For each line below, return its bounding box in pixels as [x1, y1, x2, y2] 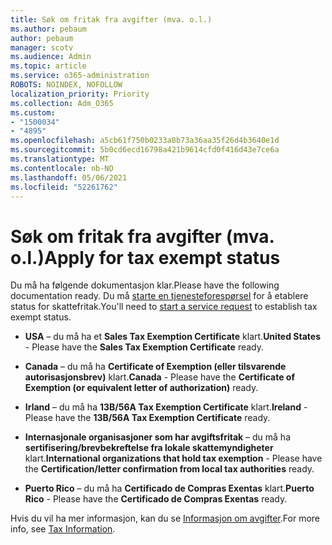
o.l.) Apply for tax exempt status [10, 246, 281, 269]
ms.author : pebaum [10, 24, 87, 34]
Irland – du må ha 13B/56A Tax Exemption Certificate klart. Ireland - [24, 401, 308, 413]
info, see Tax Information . [10, 523, 116, 535]
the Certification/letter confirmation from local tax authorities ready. [24, 463, 315, 475]
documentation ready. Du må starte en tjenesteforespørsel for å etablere [10, 290, 309, 302]
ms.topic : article [10, 61, 87, 71]
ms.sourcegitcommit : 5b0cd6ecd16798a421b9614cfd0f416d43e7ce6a [10, 145, 280, 155]
